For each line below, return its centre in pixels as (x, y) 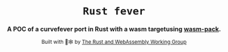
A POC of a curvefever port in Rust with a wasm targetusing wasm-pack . (114, 29)
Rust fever (114, 11)
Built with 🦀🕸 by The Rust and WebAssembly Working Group (114, 42)
